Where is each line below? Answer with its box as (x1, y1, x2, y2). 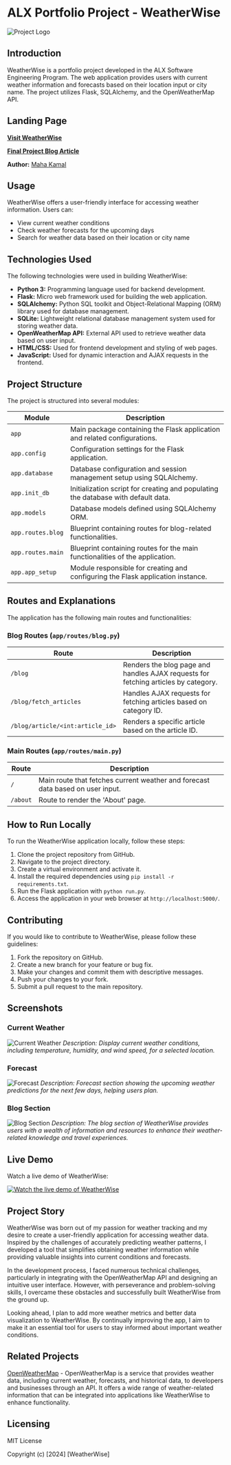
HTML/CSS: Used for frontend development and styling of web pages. (16, 344, 218, 352)
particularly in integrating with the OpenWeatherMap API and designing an (7, 1273, 218, 1282)
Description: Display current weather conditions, (63, 1039, 201, 1047)
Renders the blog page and (122, 660, 211, 669)
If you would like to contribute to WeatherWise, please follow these (7, 933, 197, 941)
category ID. (122, 706, 163, 716)
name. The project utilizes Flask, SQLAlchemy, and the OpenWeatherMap (7, 87, 215, 96)
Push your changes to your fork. (16, 975, 109, 984)
